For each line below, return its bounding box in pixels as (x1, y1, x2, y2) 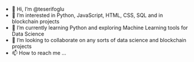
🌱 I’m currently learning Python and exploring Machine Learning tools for (11, 24, 188, 31)
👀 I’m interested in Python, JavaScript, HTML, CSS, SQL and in (11, 12, 163, 19)
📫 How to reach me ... (11, 50, 66, 56)
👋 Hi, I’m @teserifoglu (11, 6, 65, 12)
